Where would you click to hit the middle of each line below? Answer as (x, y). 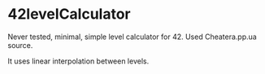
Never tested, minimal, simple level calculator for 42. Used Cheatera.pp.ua (132, 37)
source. (20, 45)
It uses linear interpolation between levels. (78, 61)
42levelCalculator (69, 14)
